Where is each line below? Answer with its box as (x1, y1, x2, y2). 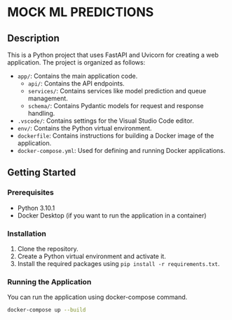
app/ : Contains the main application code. (17, 72, 138, 80)
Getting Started (7, 166, 76, 179)
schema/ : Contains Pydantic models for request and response (27, 102, 204, 109)
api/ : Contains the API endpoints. (27, 79, 125, 88)
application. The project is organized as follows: (7, 58, 146, 67)
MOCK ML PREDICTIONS (7, 4, 154, 20)
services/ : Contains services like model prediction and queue (27, 87, 207, 95)
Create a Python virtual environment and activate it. (17, 252, 166, 260)
